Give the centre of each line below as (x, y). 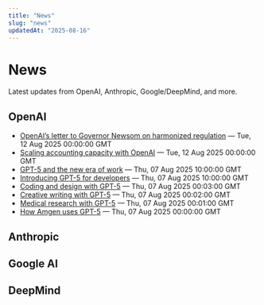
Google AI (33, 263)
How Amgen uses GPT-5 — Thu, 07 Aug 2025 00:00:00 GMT (120, 212)
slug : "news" (30, 23)
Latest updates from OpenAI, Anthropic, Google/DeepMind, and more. (123, 91)
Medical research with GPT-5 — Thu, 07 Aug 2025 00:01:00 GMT (127, 203)
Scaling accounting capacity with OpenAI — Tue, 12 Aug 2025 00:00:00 (138, 152)
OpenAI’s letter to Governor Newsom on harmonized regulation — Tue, (136, 136)
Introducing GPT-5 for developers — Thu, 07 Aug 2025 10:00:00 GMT (134, 178)
